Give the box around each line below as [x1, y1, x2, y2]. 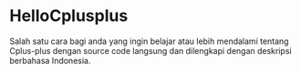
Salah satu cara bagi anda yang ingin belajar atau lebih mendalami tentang [9, 36, 289, 47]
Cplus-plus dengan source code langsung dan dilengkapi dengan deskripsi [9, 45, 292, 56]
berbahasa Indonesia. [9, 55, 91, 66]
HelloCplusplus [9, 5, 129, 26]
